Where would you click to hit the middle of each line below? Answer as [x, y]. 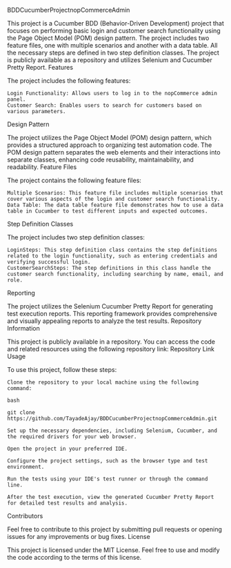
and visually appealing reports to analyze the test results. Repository [104, 321]
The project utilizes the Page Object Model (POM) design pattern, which [110, 138]
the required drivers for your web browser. [72, 437]
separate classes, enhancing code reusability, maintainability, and [101, 159]
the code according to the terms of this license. [74, 557]
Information [23, 328]
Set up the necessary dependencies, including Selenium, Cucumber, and [112, 431]
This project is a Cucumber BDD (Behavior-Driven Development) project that [115, 23]
